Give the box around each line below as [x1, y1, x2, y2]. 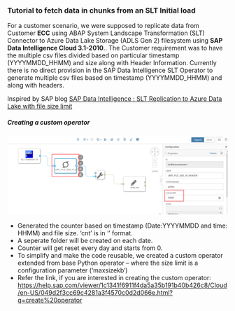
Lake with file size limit [7, 102, 73, 111]
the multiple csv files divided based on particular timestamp [7, 51, 180, 60]
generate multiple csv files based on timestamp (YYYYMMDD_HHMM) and [7, 74, 222, 82]
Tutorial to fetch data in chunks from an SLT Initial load [7, 6, 196, 15]
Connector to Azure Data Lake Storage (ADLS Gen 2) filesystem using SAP [7, 36, 223, 45]
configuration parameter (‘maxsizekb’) [17, 266, 128, 275]
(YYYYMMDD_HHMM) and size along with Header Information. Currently [7, 59, 217, 67]
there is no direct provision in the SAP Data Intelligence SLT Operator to [7, 66, 213, 75]
